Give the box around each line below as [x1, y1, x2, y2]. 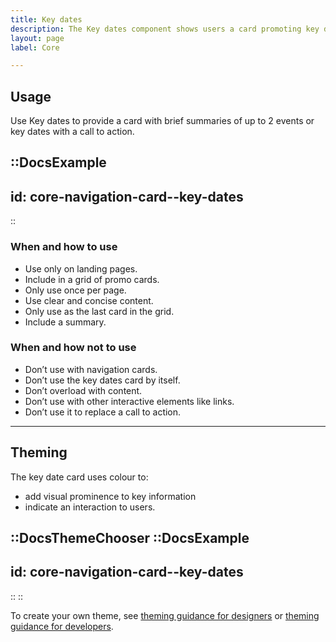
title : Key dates [10, 14, 83, 25]
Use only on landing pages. [24, 262, 138, 275]
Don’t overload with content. [24, 384, 143, 396]
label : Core [10, 42, 60, 53]
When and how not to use [10, 341, 137, 355]
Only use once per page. [24, 284, 127, 296]
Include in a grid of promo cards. [24, 273, 160, 285]
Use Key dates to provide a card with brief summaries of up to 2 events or [10, 115, 315, 127]
